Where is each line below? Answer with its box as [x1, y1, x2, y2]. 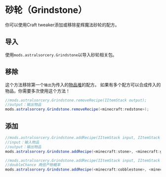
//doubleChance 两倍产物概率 [5, 163, 61, 168]
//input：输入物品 [5, 139, 40, 145]
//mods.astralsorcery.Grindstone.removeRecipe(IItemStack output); [5, 97, 147, 103]
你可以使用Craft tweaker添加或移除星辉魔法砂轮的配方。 [5, 22, 120, 28]
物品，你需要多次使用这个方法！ [5, 88, 70, 94]
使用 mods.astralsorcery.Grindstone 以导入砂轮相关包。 [5, 51, 117, 57]
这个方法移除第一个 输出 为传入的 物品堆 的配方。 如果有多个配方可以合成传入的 [5, 82, 161, 88]
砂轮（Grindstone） [5, 4, 87, 16]
